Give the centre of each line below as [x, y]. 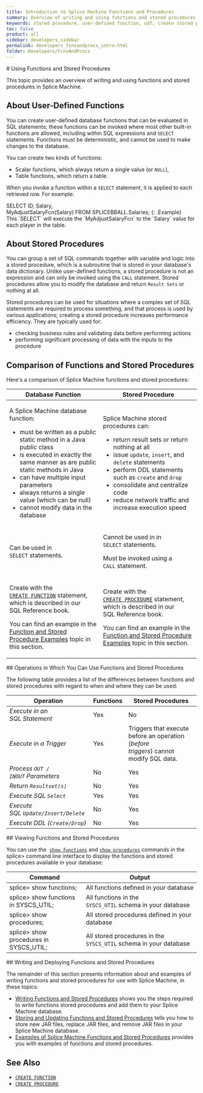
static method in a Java [53, 440]
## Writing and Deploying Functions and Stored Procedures [81, 962]
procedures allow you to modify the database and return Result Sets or [95, 284]
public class [37, 447]
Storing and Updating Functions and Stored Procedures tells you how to [105, 1018]
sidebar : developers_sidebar [43, 40]
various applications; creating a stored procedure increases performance [97, 315]
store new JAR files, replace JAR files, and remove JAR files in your [99, 1024]
